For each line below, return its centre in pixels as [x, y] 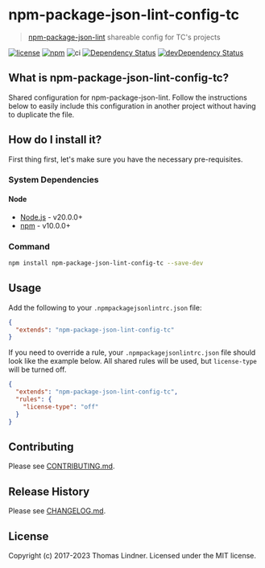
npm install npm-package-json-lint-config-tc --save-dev [106, 263]
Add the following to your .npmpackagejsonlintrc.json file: [105, 307]
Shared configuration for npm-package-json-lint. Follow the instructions [128, 97]
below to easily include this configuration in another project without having [132, 105]
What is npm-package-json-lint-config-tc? [119, 78]
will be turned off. [37, 370]
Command [29, 246]
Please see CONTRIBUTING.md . [62, 466]
